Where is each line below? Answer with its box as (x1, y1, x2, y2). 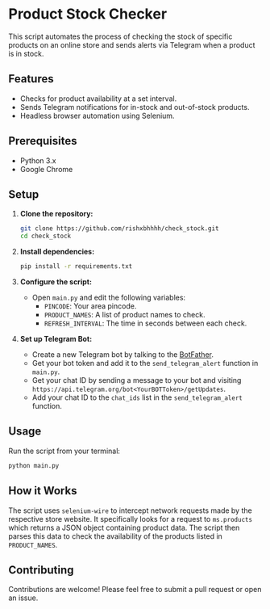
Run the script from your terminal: (8, 446, 121, 456)
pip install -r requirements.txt (19, 262, 133, 271)
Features (8, 72, 54, 86)
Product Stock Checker (8, 5, 168, 23)
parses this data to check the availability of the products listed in (8, 531, 223, 541)
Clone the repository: (19, 209, 93, 219)
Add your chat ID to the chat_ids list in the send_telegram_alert (31, 393, 243, 402)
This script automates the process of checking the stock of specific (8, 31, 233, 41)
